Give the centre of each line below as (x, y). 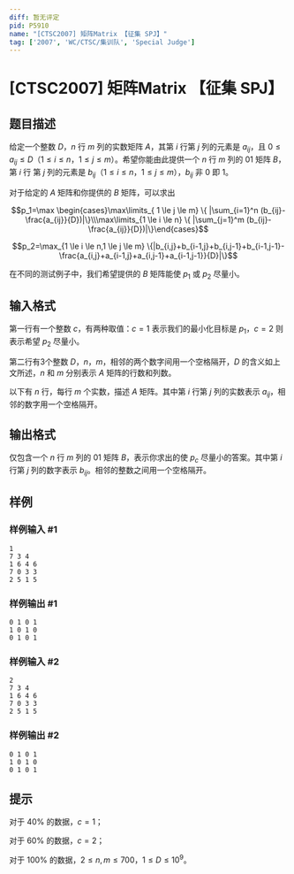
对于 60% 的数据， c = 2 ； (57, 840)
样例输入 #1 (33, 530)
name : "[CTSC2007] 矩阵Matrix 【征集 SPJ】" (88, 34)
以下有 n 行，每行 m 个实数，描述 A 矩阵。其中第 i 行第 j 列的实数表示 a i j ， (143, 392)
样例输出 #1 (33, 603)
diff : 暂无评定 (34, 17)
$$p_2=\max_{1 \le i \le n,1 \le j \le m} (79, 246)
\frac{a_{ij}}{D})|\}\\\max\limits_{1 (85, 219)
